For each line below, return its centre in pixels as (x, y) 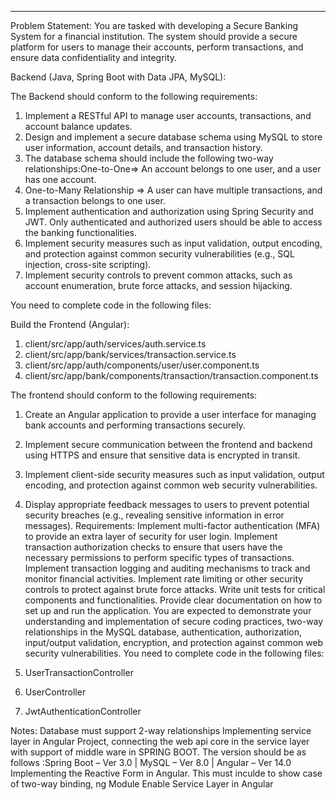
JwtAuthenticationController (83, 711)
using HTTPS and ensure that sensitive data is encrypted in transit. (162, 455)
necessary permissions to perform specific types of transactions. (159, 557)
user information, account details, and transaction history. (143, 147)
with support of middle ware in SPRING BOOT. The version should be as (158, 752)
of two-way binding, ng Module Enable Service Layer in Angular (142, 784)
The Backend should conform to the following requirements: (134, 96)
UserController (55, 692)
